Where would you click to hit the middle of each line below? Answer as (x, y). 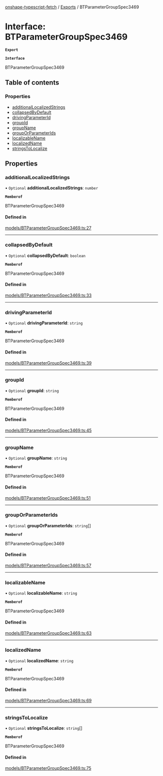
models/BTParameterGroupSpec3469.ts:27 (48, 228)
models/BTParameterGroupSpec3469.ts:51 (48, 498)
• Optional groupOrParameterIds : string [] (48, 525)
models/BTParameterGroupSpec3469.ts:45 (49, 430)
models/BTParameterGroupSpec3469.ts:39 (49, 363)
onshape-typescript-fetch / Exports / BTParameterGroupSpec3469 (72, 7)
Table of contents (32, 83)
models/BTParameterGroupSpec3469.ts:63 (49, 633)
